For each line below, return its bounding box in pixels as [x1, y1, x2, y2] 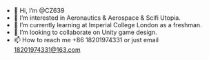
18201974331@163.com [13, 46, 81, 54]
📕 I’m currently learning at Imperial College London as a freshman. [13, 21, 202, 29]
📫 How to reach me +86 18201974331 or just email [13, 36, 159, 44]
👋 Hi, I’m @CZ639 [13, 7, 65, 14]
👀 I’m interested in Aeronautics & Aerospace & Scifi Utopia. [13, 14, 181, 22]
